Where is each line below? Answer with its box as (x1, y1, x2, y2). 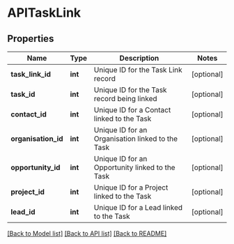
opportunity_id (10, 162, 61, 172)
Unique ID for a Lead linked (93, 203, 183, 212)
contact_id (10, 109, 47, 119)
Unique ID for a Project (93, 183, 169, 192)
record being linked (93, 94, 158, 103)
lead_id (10, 207, 36, 217)
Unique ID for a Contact (93, 105, 171, 114)
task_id (10, 89, 36, 99)
